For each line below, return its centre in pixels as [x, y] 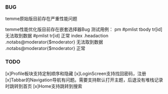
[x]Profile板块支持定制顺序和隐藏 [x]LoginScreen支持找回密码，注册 [76, 73]
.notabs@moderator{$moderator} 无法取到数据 [54, 42]
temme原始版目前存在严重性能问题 [41, 19]
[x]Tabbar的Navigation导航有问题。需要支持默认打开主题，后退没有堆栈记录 [84, 80]
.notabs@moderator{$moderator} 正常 [45, 49]
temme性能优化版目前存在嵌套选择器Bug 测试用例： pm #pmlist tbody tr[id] [84, 29]
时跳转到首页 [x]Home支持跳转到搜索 [44, 86]
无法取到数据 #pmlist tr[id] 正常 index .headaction [57, 36]
